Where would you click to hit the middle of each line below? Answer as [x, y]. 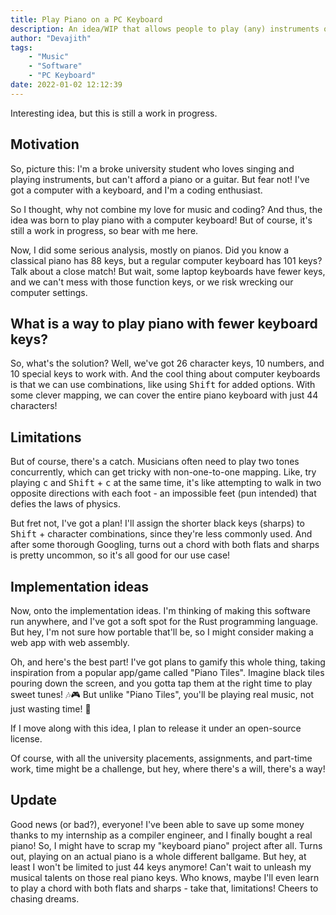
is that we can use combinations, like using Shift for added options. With [163, 385]
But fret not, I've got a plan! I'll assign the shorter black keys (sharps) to [157, 523]
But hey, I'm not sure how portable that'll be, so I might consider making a [162, 632]
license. [26, 739]
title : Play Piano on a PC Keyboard [86, 19]
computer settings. [49, 292]
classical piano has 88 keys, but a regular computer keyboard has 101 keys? [166, 260]
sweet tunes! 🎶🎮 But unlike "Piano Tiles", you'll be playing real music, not [162, 694]
